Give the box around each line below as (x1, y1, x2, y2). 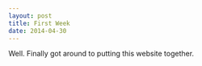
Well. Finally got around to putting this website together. (8, 49, 195, 59)
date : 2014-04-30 (8, 27, 67, 35)
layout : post (8, 11, 53, 20)
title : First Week (8, 19, 70, 27)
